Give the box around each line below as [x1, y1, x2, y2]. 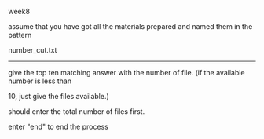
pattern [8, 31, 32, 39]
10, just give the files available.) [8, 92, 110, 101]
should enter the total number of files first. [8, 107, 145, 116]
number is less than [8, 76, 72, 86]
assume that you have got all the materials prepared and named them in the [8, 22, 253, 31]
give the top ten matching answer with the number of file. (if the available [8, 68, 245, 77]
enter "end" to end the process [8, 122, 108, 131]
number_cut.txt [8, 46, 57, 54]
